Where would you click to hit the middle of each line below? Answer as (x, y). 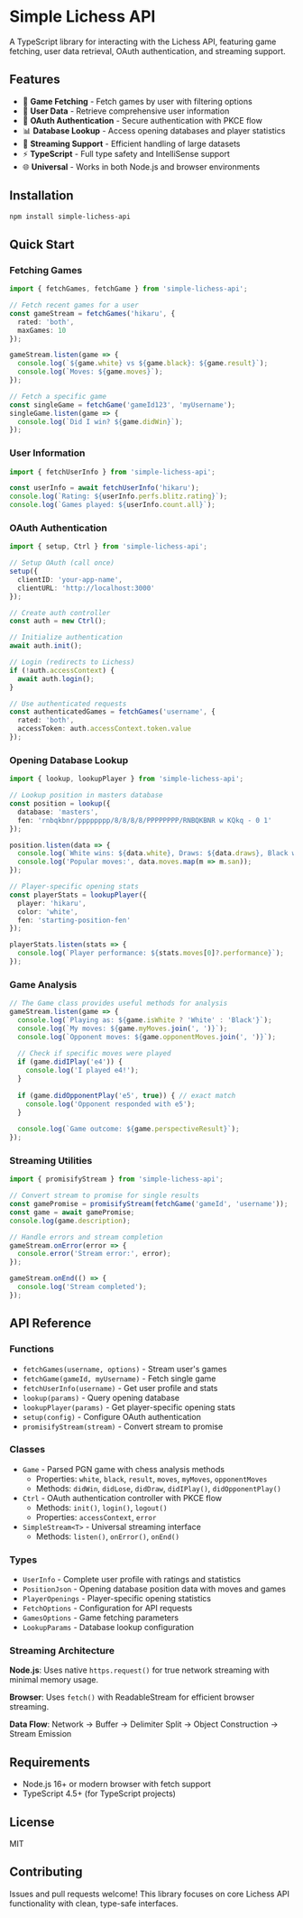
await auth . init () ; (46, 646)
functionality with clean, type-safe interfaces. (94, 1903)
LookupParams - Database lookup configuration (108, 1628)
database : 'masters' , (58, 812)
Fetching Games (46, 270)
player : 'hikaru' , (52, 903)
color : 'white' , (48, 912)
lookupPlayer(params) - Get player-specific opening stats (129, 1407)
